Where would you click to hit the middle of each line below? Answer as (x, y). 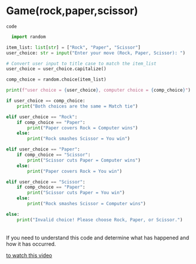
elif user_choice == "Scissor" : (46, 182)
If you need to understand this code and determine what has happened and (98, 238)
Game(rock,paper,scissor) (72, 11)
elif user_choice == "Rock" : (42, 117)
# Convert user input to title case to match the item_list (82, 64)
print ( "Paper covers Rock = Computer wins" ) (83, 128)
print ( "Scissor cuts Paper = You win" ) (76, 193)
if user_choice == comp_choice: (46, 101)
